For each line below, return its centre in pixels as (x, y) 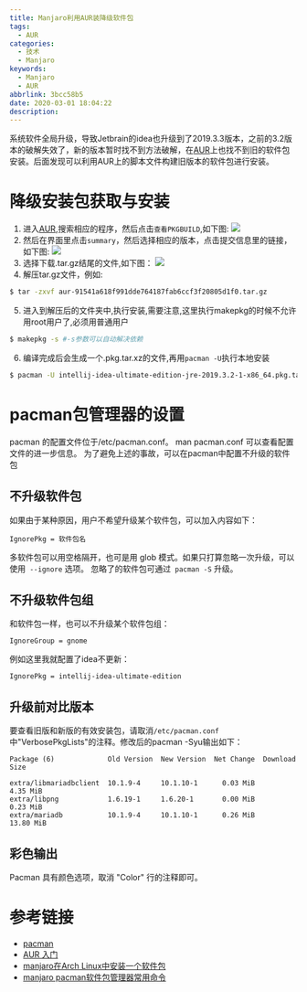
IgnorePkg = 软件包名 (48, 539)
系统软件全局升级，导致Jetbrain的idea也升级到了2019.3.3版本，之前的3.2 (147, 139)
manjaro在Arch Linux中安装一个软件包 (94, 965)
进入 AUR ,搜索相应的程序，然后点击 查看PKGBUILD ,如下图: (126, 229)
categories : (32, 43)
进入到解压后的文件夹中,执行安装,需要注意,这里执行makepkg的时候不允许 (159, 311)
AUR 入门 (40, 954)
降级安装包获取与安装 (90, 202)
